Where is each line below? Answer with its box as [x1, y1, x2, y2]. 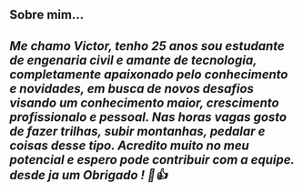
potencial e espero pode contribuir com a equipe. [9, 152, 295, 167]
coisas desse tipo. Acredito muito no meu [9, 137, 250, 153]
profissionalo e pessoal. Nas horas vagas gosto [9, 109, 288, 125]
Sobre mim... [9, 7, 85, 23]
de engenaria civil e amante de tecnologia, [9, 52, 258, 67]
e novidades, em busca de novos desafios [9, 81, 255, 96]
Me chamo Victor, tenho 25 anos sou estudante [9, 38, 285, 54]
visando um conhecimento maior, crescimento [9, 95, 279, 110]
